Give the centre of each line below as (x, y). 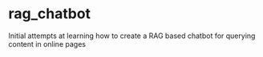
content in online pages (47, 44)
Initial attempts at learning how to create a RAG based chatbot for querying (132, 36)
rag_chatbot (49, 14)
